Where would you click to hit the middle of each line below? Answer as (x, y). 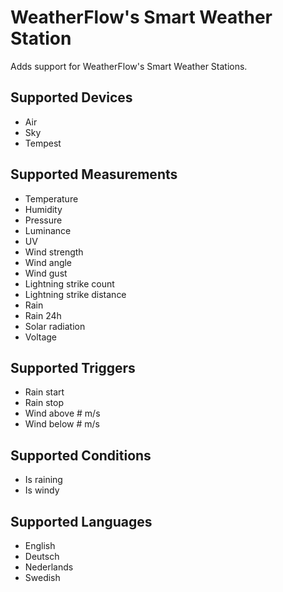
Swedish (42, 577)
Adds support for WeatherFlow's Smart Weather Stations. (129, 66)
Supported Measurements (94, 174)
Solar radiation (55, 326)
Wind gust (46, 273)
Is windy (42, 490)
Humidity (43, 209)
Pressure (43, 220)
